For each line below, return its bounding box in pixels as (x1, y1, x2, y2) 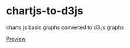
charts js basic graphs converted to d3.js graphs (6, 24, 124, 31)
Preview (6, 35, 26, 42)
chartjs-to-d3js (6, 4, 84, 18)
